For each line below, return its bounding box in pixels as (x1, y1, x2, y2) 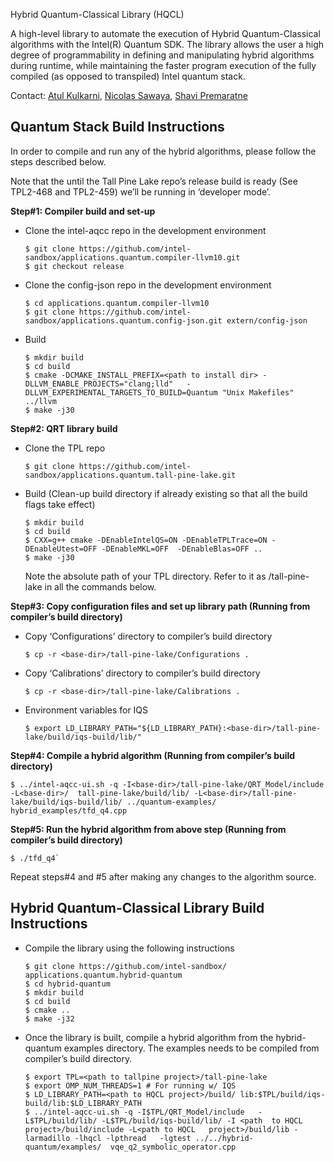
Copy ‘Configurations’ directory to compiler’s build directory (24, 630, 273, 642)
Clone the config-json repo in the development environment (24, 279, 272, 291)
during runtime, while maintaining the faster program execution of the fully (10, 60, 317, 71)
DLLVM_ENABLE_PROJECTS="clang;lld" (24, 379, 174, 389)
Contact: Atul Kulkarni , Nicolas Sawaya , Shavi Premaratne (10, 90, 248, 101)
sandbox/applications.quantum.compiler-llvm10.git (24, 252, 241, 263)
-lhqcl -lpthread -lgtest (74, 1133, 192, 1143)
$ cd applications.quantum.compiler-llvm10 (24, 298, 210, 308)
